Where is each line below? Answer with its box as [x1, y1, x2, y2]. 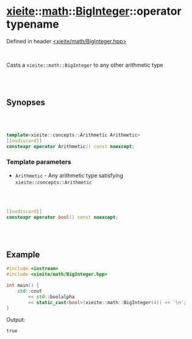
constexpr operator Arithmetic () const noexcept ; [6, 143, 135, 149]
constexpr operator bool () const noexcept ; [6, 214, 119, 220]
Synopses [6, 97, 46, 108]
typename [6, 17, 59, 31]
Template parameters [6, 158, 71, 166]
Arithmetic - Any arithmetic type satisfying [15, 171, 124, 179]
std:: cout [17, 288, 43, 294]
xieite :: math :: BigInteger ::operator [6, 4, 182, 18]
